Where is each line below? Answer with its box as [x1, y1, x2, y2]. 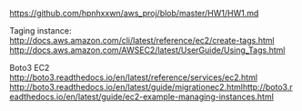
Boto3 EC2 [9, 63, 50, 73]
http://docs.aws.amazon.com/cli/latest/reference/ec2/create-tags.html [9, 35, 275, 45]
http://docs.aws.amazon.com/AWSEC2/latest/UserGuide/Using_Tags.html [9, 45, 286, 55]
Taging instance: [9, 25, 72, 35]
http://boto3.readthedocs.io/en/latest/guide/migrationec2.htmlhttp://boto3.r [9, 82, 293, 92]
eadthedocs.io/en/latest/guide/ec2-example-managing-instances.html [9, 91, 275, 102]
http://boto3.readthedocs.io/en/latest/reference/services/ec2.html [9, 72, 257, 83]
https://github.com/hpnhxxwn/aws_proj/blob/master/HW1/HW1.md [9, 8, 259, 18]
